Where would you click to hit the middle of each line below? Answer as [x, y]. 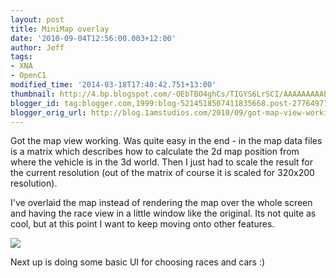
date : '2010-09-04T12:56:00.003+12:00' [93, 38]
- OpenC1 [28, 76]
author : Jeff [37, 47]
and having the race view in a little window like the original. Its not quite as [163, 213]
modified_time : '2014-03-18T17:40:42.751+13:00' [113, 85]
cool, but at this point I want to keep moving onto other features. [142, 224]
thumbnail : [33, 94]
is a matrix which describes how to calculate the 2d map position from [155, 152]
